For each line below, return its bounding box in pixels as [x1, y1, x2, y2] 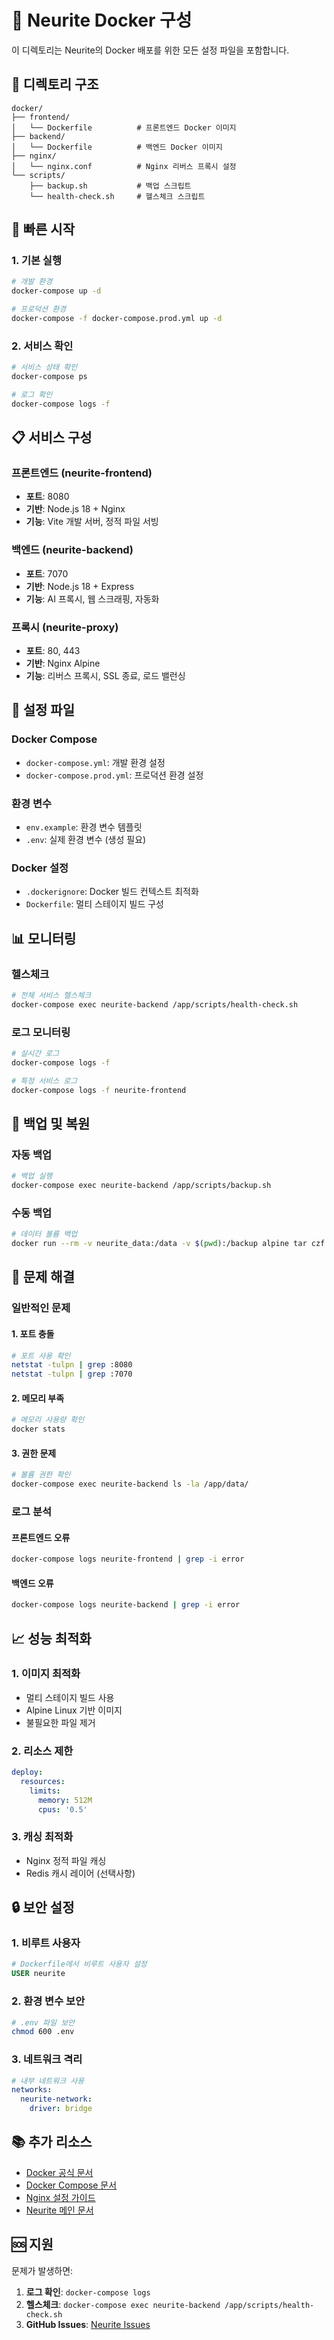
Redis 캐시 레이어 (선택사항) [25, 1867, 136, 1879]
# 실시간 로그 [11, 1049, 60, 1059]
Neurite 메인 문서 [25, 2204, 94, 2216]
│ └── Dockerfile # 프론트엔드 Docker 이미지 [11, 122, 237, 133]
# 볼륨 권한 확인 [11, 1470, 71, 1480]
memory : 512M [37, 1795, 93, 1805]
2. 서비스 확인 [11, 339, 74, 353]
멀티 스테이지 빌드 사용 [25, 1691, 115, 1703]
